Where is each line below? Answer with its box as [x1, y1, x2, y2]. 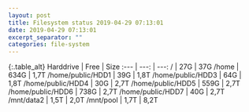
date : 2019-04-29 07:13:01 [8, 26, 97, 34]
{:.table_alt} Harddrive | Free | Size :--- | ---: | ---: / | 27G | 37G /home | [8, 62, 240, 71]
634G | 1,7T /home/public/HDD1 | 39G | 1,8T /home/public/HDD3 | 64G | [8, 70, 242, 80]
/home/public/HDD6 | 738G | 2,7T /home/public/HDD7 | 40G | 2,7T [8, 87, 225, 96]
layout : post [8, 11, 51, 20]
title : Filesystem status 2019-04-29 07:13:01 [8, 19, 164, 27]
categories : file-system [8, 41, 90, 49]
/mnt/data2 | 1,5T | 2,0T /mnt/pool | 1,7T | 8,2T [8, 96, 159, 105]
